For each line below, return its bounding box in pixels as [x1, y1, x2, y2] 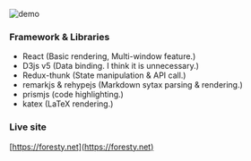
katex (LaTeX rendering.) [22, 98, 114, 109]
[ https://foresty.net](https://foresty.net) [9, 141, 154, 152]
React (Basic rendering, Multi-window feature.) [22, 51, 196, 62]
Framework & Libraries [9, 30, 110, 43]
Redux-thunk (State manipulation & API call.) [22, 70, 186, 80]
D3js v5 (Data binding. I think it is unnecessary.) [22, 61, 200, 72]
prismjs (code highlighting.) [22, 89, 124, 100]
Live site [9, 121, 47, 133]
